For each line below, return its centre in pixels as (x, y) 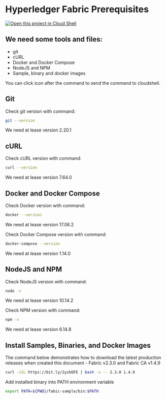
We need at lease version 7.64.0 (39, 177)
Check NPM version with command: (43, 310)
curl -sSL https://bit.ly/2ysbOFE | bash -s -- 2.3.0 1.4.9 (70, 372)
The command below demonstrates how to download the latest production (83, 358)
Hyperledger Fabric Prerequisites (77, 9)
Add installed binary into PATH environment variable (60, 382)
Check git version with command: (40, 111)
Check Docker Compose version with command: (56, 234)
